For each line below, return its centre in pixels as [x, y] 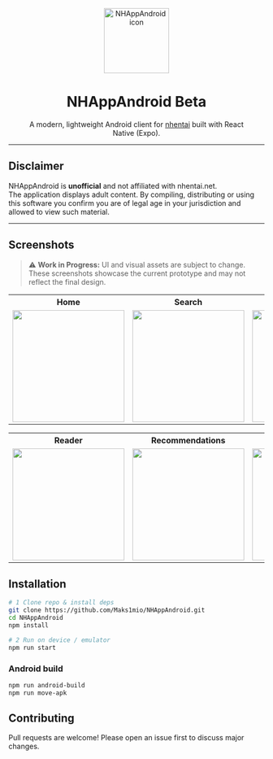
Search [188, 302]
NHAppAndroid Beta [136, 102]
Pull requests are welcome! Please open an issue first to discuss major [126, 738]
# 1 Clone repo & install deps [61, 603]
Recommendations [188, 440]
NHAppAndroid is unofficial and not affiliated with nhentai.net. [113, 185]
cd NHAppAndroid [36, 618]
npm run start [32, 648]
